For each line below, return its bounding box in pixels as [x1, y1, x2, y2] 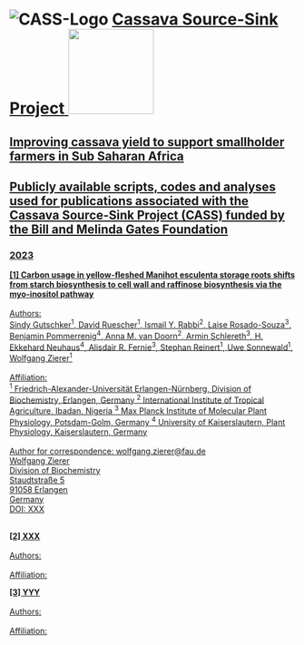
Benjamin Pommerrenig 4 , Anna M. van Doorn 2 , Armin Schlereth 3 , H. [9, 328, 263, 341]
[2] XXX [9, 531, 41, 542]
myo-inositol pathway [9, 288, 94, 299]
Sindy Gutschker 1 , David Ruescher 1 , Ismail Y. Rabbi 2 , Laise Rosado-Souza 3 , [9, 318, 292, 330]
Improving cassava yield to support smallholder [9, 134, 285, 150]
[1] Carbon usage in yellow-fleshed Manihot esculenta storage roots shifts [9, 269, 296, 280]
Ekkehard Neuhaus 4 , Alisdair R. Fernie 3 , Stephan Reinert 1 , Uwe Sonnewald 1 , [9, 340, 293, 353]
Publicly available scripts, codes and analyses [9, 179, 277, 194]
